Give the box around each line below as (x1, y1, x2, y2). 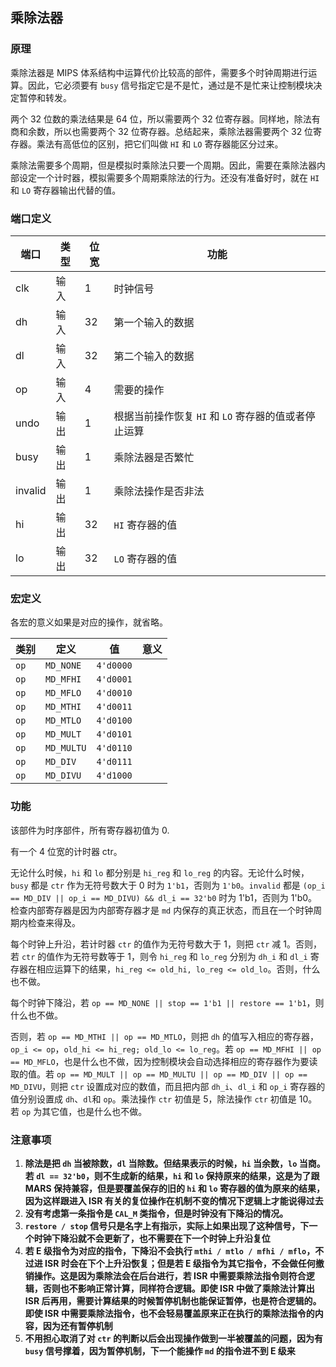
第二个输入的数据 (113, 349, 195, 363)
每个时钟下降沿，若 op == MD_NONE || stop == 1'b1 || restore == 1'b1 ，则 (10, 996, 325, 1008)
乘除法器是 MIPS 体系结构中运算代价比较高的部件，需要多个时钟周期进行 (10, 66, 309, 78)
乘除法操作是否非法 (113, 484, 205, 498)
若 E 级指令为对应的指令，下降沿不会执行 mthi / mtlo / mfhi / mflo (24, 1244, 307, 1257)
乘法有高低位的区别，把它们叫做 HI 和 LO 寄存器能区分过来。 (36, 138, 284, 150)
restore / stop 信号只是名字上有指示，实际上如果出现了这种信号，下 (24, 1219, 310, 1232)
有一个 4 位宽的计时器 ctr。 (10, 845, 123, 857)
